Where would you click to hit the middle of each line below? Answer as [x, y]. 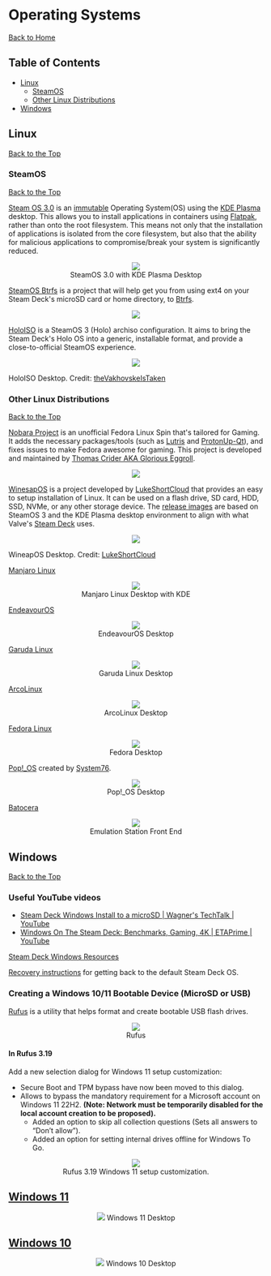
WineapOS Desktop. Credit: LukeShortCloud [82, 555]
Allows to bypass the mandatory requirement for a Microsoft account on [140, 1096]
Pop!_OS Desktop [136, 792]
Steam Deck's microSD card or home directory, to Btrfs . [101, 299]
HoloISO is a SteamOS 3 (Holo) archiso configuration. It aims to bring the [129, 329]
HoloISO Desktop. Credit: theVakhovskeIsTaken [87, 378]
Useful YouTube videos [55, 897]
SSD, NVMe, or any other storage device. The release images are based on [133, 507]
